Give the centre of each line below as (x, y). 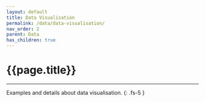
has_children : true (31, 40)
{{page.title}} (41, 70)
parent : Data (23, 35)
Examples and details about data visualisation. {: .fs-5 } (76, 92)
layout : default (27, 12)
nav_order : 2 (23, 29)
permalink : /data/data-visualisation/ (56, 23)
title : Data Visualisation (41, 18)
